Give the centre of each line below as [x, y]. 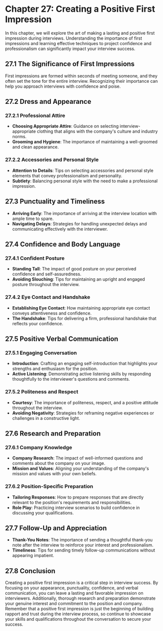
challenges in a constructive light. [46, 418]
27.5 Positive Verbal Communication [62, 339]
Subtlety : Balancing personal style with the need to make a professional [85, 181]
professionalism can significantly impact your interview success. [70, 49]
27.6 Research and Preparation [53, 433]
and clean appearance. [35, 147]
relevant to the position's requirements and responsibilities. [72, 502]
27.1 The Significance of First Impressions [70, 64]
